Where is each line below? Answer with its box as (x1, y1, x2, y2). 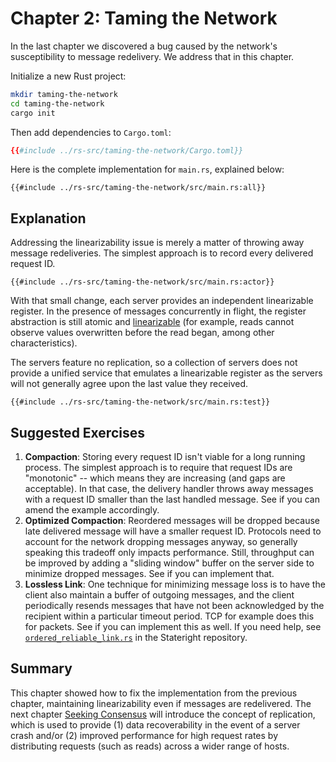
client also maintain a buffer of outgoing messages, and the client (24, 589, 295, 601)
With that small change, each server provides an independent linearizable (10, 295, 314, 307)
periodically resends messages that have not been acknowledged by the (24, 600, 325, 612)
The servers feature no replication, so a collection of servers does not (10, 357, 298, 369)
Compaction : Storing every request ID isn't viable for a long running (24, 451, 306, 463)
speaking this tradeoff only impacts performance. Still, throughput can (24, 547, 315, 559)
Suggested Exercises (10, 424, 145, 441)
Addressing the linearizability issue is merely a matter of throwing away (10, 237, 305, 249)
